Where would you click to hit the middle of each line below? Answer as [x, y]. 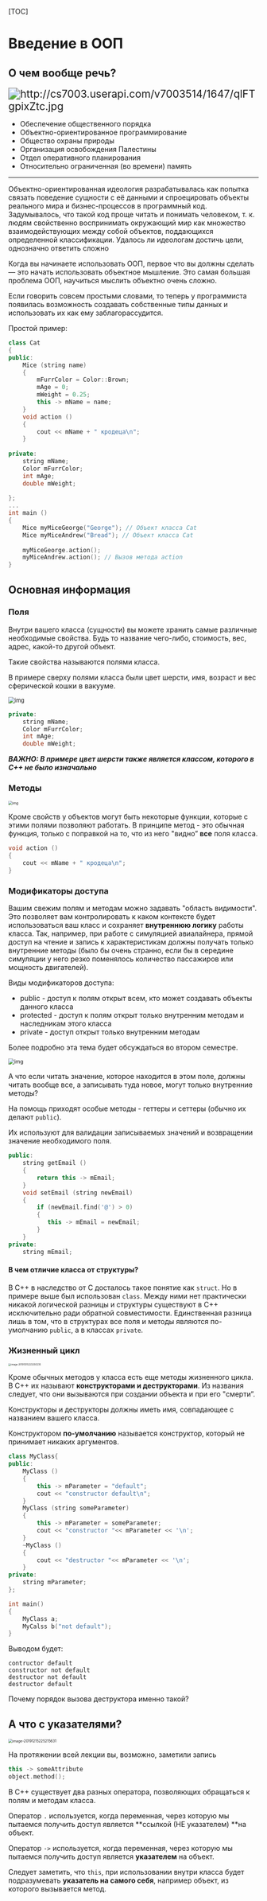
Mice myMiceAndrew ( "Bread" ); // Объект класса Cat [108, 535]
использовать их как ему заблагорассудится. [86, 313]
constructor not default [49, 1670]
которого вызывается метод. [58, 1888]
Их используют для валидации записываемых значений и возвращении [131, 1132]
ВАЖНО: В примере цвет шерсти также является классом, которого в [131, 759]
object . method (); [37, 1776]
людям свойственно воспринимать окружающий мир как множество [127, 223]
